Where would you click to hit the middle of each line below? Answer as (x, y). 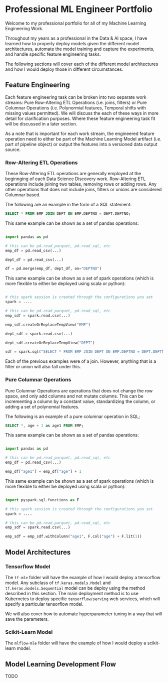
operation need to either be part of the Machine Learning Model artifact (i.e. (83, 139)
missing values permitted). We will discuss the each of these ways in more (82, 113)
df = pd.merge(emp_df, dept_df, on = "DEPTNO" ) (53, 269)
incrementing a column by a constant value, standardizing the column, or (80, 401)
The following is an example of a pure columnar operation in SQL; (72, 416)
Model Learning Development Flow (61, 664)
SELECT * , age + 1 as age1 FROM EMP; (44, 426)
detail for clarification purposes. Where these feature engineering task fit (80, 118)
